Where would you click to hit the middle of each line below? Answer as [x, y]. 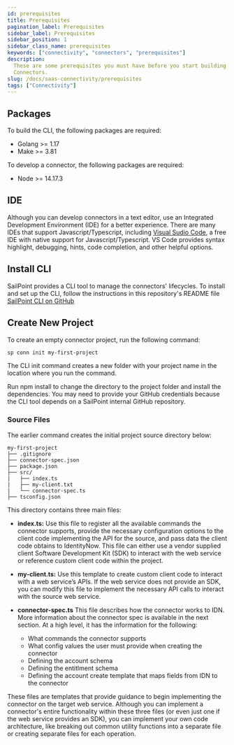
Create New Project [51, 323]
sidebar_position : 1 [37, 40]
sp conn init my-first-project [53, 353]
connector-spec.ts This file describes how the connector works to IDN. [121, 610]
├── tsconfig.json [34, 497]
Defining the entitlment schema [73, 668]
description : [26, 59]
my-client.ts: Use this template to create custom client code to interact [120, 574]
